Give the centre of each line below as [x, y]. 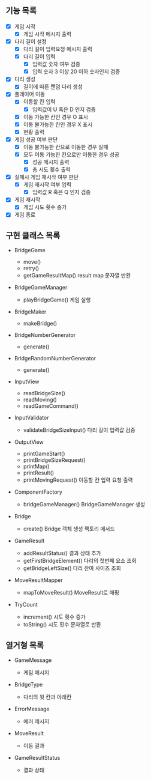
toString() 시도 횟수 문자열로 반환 [62, 625]
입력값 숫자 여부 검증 [56, 64]
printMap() [37, 467]
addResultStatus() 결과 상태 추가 [62, 553]
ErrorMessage [32, 709]
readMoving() [40, 400]
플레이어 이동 [30, 94]
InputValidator [31, 418]
